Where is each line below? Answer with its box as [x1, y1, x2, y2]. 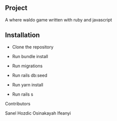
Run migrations [12, 63, 43, 69]
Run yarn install [12, 81, 43, 87]
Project [5, 4, 28, 12]
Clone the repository [12, 44, 54, 50]
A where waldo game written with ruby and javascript [5, 17, 112, 22]
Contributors [5, 101, 31, 106]
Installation [5, 31, 40, 40]
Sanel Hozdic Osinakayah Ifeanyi [5, 110, 71, 116]
